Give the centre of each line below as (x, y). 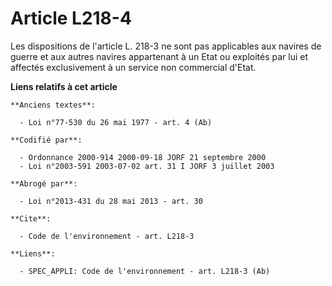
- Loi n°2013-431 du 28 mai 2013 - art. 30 (111, 201)
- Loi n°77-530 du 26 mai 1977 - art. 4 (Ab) (116, 122)
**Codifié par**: (46, 140)
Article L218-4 (71, 18)
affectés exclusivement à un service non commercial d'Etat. (133, 67)
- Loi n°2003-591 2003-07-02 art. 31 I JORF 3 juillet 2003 (147, 166)
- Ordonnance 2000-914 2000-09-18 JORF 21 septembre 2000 (143, 157)
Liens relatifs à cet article (64, 86)
